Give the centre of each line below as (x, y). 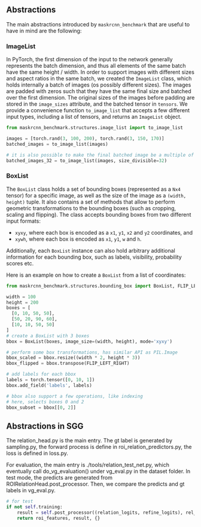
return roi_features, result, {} (59, 518)
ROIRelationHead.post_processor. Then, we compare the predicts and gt (95, 484)
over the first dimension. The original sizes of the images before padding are (100, 98)
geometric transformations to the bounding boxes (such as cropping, (91, 208)
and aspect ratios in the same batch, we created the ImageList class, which (99, 79)
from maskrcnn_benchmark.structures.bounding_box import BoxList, (91, 286)
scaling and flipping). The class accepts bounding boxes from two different (99, 214)
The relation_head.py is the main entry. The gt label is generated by (89, 441)
